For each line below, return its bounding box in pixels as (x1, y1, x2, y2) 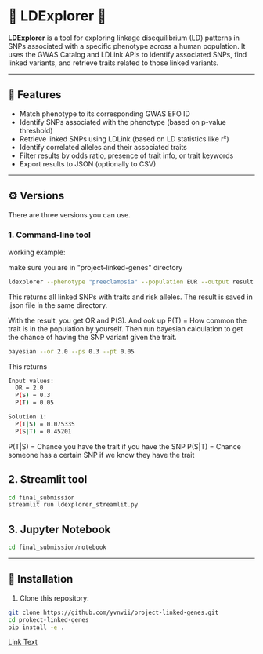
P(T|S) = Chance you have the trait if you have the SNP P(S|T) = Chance (8, 441, 241, 451)
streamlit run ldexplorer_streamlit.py (8, 501, 139, 509)
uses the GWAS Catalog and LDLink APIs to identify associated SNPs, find (8, 49, 247, 59)
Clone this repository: (19, 593, 89, 603)
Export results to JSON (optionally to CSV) (19, 159, 157, 168)
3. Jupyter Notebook (8, 522, 111, 536)
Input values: (8, 377, 55, 385)
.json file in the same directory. (8, 300, 108, 309)
